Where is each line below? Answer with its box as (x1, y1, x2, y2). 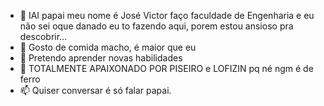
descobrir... (19, 31, 68, 42)
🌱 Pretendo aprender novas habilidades (19, 52, 183, 64)
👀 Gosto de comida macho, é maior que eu (19, 41, 197, 53)
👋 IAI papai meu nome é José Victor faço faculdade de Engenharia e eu (19, 10, 315, 21)
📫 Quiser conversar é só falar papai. (19, 85, 172, 96)
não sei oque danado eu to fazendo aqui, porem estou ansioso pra (19, 20, 294, 32)
